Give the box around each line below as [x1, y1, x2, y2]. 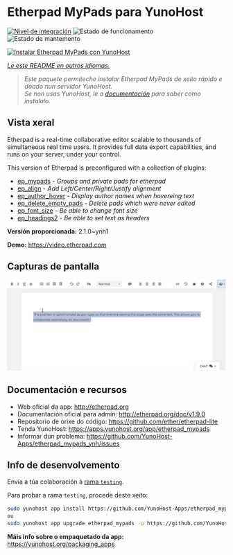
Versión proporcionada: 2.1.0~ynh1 [7, 227, 109, 236]
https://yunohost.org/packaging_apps [7, 540, 115, 548]
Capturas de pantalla [7, 261, 99, 272]
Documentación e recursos [7, 384, 127, 396]
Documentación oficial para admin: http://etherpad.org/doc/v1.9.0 [17, 409, 206, 418]
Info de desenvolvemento [7, 459, 120, 471]
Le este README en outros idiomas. [7, 61, 110, 69]
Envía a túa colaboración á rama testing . [7, 477, 124, 486]
